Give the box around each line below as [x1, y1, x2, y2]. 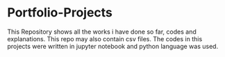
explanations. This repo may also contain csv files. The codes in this [7, 34, 203, 43]
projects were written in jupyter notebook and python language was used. [7, 42, 219, 50]
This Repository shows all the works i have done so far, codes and [7, 27, 197, 36]
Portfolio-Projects [7, 5, 113, 21]
